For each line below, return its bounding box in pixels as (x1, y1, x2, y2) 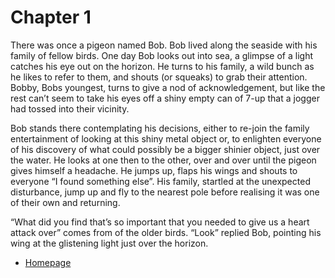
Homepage (24, 256, 72, 268)
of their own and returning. (10, 196, 121, 208)
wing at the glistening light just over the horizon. (10, 237, 209, 249)
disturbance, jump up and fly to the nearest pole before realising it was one (10, 186, 320, 198)
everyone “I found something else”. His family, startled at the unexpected (10, 175, 311, 187)
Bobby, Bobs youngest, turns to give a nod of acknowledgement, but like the (10, 81, 326, 93)
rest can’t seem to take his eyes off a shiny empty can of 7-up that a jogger (10, 92, 320, 104)
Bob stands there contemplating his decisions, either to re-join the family (10, 122, 310, 134)
